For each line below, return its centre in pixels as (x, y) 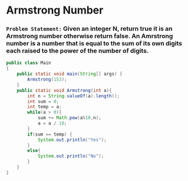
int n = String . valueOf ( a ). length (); (73, 96)
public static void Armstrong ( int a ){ (64, 90)
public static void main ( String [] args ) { (70, 74)
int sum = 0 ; (43, 101)
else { (34, 151)
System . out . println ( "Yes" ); (72, 140)
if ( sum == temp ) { (50, 134)
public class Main (29, 63)
